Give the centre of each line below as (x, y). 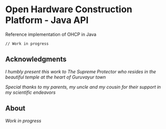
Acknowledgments (36, 59)
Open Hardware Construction (69, 9)
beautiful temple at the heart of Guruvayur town (56, 77)
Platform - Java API (47, 20)
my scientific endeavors (31, 92)
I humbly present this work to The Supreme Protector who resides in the (81, 71)
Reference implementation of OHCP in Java (51, 34)
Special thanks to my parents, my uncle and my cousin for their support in (83, 87)
